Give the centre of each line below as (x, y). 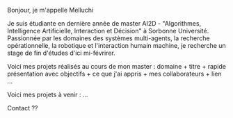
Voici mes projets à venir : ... (48, 94)
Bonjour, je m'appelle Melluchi (50, 10)
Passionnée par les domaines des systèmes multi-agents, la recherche (109, 38)
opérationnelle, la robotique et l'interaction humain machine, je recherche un (116, 45)
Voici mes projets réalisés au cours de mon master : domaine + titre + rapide (116, 66)
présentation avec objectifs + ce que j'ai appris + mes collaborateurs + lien (114, 74)
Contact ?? (23, 108)
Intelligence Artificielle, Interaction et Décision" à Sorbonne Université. (108, 31)
